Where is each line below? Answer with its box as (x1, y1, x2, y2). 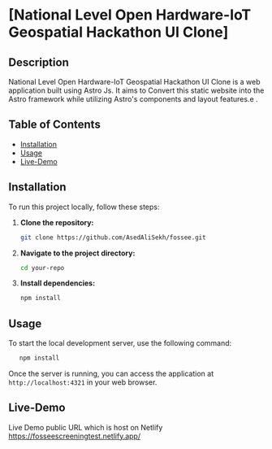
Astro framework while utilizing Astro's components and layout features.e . (8, 94, 258, 103)
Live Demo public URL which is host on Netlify (8, 422, 163, 432)
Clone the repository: (19, 217, 94, 227)
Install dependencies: (19, 278, 96, 288)
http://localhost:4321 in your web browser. (8, 377, 158, 387)
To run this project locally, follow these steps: (8, 202, 160, 211)
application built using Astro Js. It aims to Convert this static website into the (8, 85, 265, 95)
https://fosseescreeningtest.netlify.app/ (8, 431, 140, 441)
